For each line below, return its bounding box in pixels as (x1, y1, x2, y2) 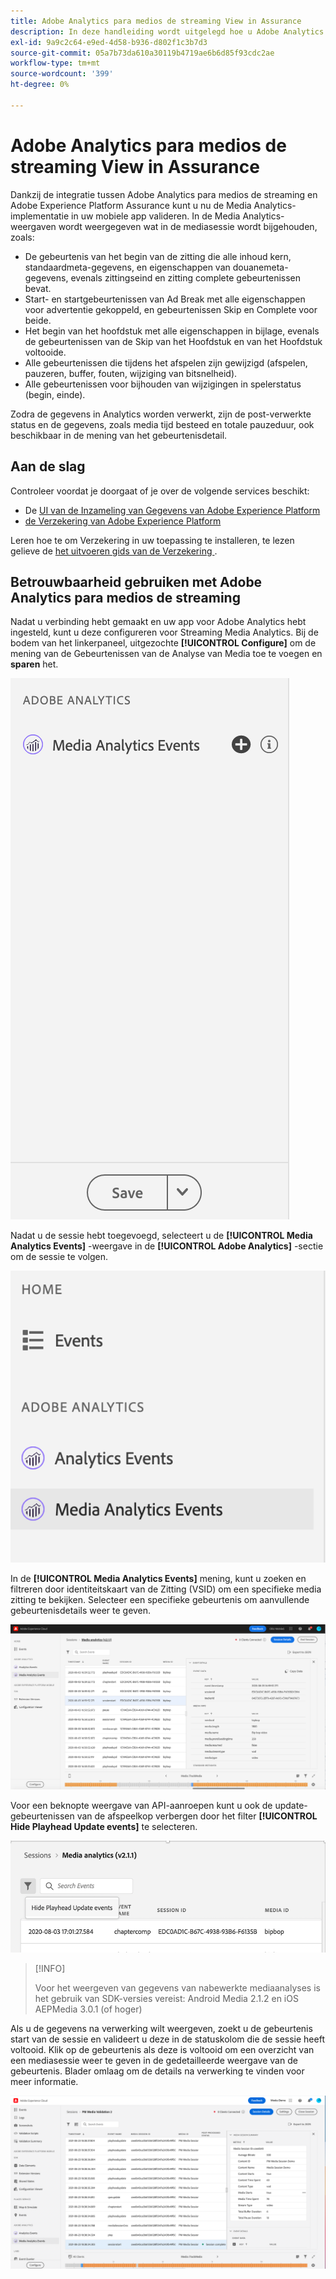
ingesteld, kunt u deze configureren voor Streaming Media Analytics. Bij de (10, 626, 319, 639)
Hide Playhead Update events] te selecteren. (10, 1820, 198, 1832)
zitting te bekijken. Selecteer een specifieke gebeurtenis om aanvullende (10, 1594, 310, 1606)
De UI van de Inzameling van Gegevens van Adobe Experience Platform (24, 504, 321, 516)
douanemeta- (232, 261, 289, 273)
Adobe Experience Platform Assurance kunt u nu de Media (10, 199, 252, 211)
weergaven (10, 220, 57, 232)
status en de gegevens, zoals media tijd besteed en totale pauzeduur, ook (10, 418, 315, 430)
